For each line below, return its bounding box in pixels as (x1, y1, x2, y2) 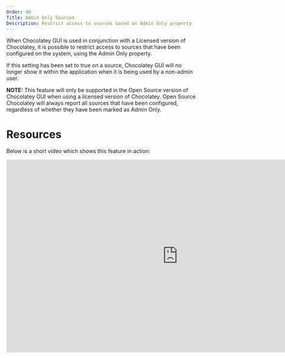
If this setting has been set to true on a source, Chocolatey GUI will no (6, 62, 182, 69)
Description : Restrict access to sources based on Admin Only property (6, 20, 192, 26)
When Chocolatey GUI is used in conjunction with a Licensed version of (6, 37, 186, 45)
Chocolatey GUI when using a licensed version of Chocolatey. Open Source (6, 93, 196, 101)
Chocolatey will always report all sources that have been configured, (6, 99, 178, 107)
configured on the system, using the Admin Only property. (6, 50, 152, 57)
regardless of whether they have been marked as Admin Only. (6, 106, 162, 113)
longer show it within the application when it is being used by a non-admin (6, 68, 193, 76)
